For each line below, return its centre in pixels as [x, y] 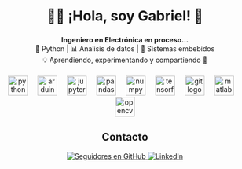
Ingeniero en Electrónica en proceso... [125, 40]
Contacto [125, 137]
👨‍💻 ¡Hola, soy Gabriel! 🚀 [125, 16]
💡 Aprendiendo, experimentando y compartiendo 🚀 [125, 60]
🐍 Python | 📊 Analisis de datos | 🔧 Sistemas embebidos [125, 49]
